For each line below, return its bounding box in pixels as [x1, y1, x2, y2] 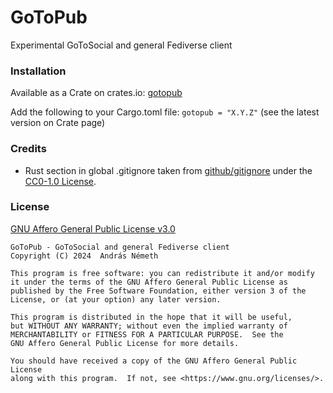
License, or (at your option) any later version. [10, 294, 222, 305]
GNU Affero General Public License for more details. [10, 338, 240, 348]
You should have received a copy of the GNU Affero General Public [10, 356, 298, 366]
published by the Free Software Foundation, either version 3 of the [10, 286, 307, 296]
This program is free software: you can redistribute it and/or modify [10, 268, 315, 278]
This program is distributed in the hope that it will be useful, [10, 312, 293, 322]
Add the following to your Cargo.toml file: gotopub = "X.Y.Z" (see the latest [10, 106, 320, 118]
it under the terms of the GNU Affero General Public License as [10, 277, 288, 287]
